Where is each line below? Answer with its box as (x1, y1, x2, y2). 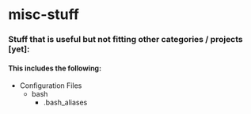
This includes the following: (8, 63, 101, 73)
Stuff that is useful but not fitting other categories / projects (8, 34, 243, 45)
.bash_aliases (43, 97, 88, 108)
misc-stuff (8, 6, 79, 24)
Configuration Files (19, 81, 82, 90)
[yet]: (8, 44, 30, 55)
